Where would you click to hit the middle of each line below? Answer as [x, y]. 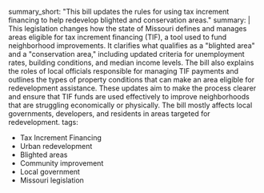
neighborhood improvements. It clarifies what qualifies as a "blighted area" [132, 46]
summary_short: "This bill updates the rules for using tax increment [119, 12]
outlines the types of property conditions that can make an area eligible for [132, 80]
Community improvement [62, 163]
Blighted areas [44, 155]
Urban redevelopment [56, 146]
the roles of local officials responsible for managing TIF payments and [123, 71]
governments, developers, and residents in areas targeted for [109, 114]
